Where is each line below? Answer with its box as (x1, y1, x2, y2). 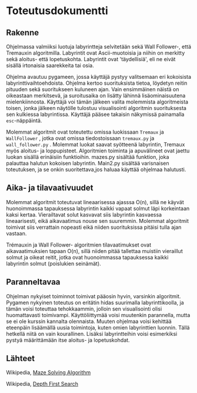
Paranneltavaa (6, 277, 61, 287)
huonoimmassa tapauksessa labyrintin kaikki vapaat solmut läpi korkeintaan (6, 205, 190, 212)
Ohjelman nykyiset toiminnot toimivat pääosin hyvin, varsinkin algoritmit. (6, 292, 181, 299)
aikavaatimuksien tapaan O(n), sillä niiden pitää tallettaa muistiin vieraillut (6, 247, 183, 254)
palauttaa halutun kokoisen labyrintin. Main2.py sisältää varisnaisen (6, 160, 169, 166)
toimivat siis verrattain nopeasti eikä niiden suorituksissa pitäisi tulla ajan (6, 224, 182, 231)
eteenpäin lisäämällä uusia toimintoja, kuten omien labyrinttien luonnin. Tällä (6, 324, 190, 331)
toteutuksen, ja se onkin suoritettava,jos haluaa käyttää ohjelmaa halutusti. (6, 166, 186, 173)
